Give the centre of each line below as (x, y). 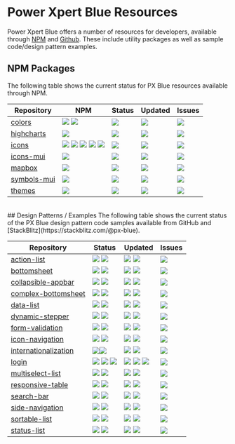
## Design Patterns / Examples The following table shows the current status (117, 215)
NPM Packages (41, 68)
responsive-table (40, 384)
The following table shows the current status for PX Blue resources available (117, 86)
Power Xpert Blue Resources (93, 12)
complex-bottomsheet (48, 293)
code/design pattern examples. (53, 46)
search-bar (30, 396)
